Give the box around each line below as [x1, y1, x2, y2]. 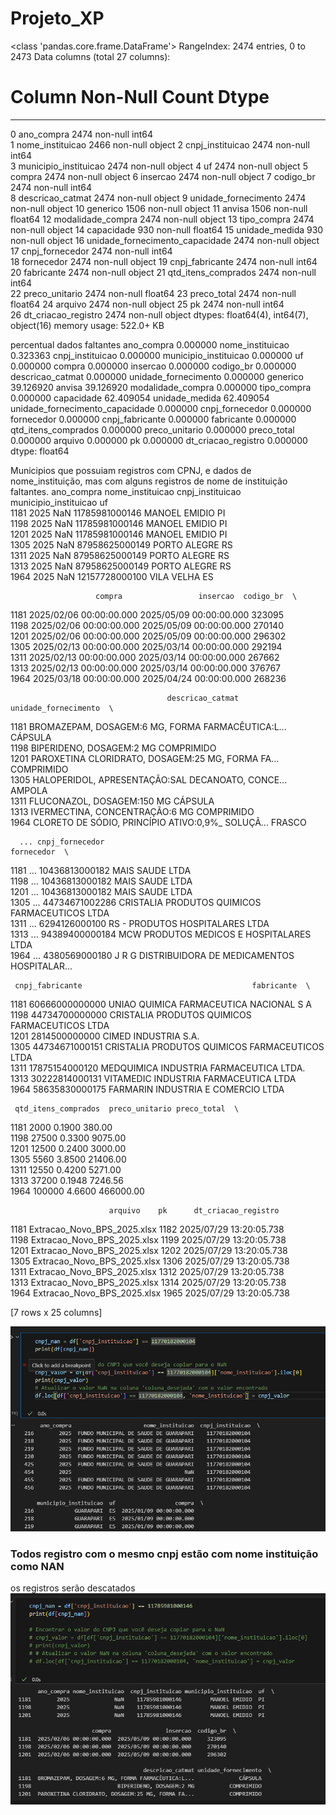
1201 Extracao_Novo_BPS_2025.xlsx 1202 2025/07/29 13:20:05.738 [10, 1244, 288, 1256]
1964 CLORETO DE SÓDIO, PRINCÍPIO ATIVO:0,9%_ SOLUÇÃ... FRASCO [10, 816, 307, 828]
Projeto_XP [10, 7, 105, 30]
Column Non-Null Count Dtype [10, 86, 270, 109]
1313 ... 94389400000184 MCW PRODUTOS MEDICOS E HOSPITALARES [10, 928, 312, 940]
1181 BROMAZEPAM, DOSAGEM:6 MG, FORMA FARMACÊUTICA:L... [10, 720, 287, 732]
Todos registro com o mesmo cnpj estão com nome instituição [10, 1547, 319, 1561]
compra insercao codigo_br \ [95, 591, 298, 601]
